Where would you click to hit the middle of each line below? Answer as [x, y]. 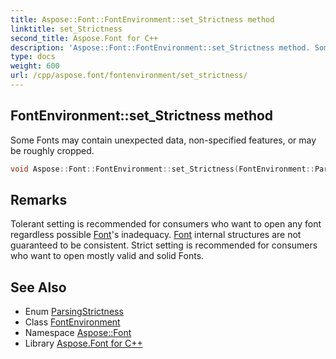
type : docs [33, 57]
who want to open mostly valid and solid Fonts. [107, 256]
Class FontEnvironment [72, 322]
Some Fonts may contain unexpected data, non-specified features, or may [163, 140]
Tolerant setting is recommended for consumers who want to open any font [166, 224]
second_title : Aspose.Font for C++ [84, 38]
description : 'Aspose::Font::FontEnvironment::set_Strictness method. [160, 47]
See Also [38, 287]
